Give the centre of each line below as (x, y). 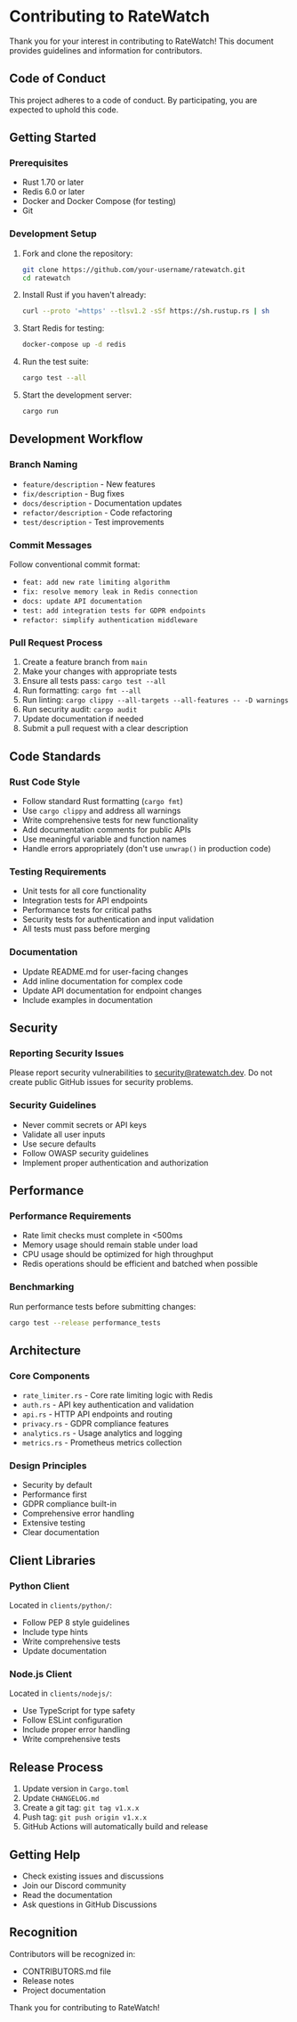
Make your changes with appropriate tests (100, 671)
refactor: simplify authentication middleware (110, 620)
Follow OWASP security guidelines (85, 1153)
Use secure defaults (59, 1144)
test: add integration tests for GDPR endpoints (114, 611)
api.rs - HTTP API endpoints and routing (97, 1414)
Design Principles (48, 1466)
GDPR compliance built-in (69, 1504)
